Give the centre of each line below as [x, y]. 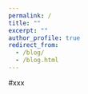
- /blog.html [37, 61]
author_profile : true [44, 38]
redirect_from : [34, 45]
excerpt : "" [28, 30]
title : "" [25, 23]
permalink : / [30, 16]
